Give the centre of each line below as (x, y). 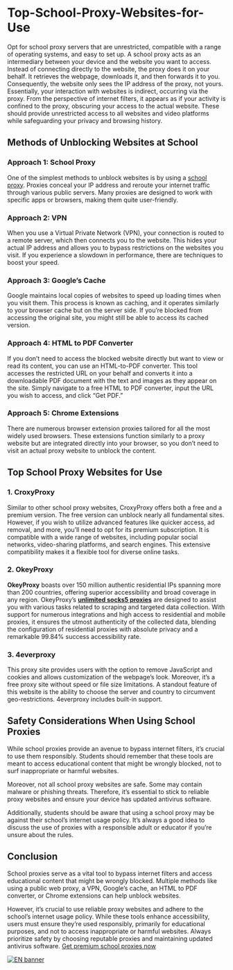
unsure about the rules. (41, 834)
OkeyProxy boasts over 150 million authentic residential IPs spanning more (114, 585)
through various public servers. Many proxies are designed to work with (110, 192)
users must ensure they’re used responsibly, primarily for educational (106, 923)
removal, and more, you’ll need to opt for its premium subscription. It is (108, 529)
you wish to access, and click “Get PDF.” (65, 395)
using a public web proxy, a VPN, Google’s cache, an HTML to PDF (102, 888)
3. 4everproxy (32, 654)
